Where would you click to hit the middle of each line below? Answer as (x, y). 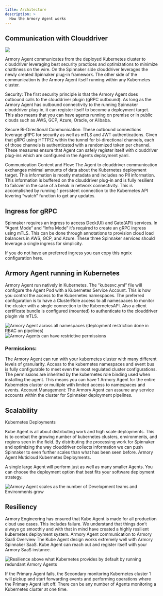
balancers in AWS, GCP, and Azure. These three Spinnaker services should (80, 238)
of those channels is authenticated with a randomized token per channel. (78, 145)
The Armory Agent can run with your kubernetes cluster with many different (81, 359)
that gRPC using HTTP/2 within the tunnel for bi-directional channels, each (80, 140)
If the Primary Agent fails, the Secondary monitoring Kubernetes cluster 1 (78, 574)
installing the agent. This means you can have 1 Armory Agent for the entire (80, 380)
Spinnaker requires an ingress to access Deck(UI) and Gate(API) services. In (81, 223)
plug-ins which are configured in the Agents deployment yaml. (67, 156)
